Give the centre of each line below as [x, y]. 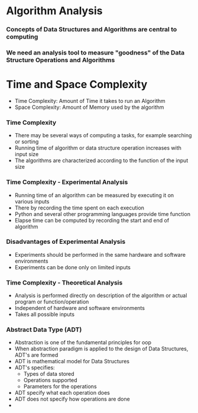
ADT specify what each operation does [62, 393]
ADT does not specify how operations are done [72, 399]
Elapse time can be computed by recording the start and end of [92, 220]
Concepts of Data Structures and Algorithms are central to [92, 30]
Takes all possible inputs [45, 314]
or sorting [27, 142]
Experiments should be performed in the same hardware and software [100, 254]
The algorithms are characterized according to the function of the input [101, 160]
